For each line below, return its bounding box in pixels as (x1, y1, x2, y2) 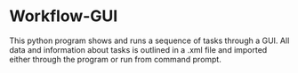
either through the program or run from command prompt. (9, 54, 222, 64)
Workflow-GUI (9, 6, 118, 26)
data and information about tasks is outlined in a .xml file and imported (9, 44, 268, 55)
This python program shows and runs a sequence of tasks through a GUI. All (9, 35, 290, 46)
